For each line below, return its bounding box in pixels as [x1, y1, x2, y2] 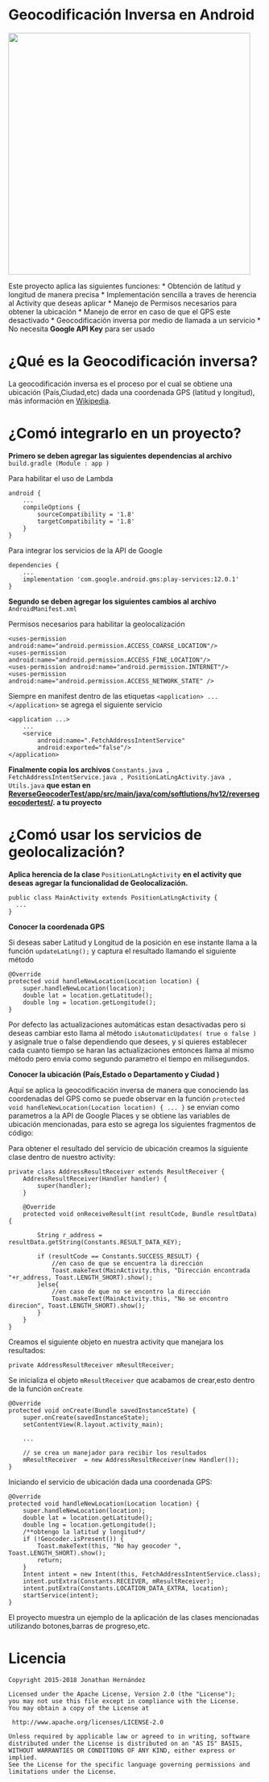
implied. [8, 1753, 38, 1762]
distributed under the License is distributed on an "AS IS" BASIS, [8, 1739, 243, 1747]
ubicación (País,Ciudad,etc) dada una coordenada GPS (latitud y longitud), [8, 387, 255, 397]
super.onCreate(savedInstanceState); [23, 1413, 150, 1422]
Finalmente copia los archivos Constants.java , [8, 764, 171, 775]
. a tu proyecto [52, 797, 102, 807]
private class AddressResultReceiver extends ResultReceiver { [8, 1167, 226, 1176]
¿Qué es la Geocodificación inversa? [8, 352, 259, 371]
